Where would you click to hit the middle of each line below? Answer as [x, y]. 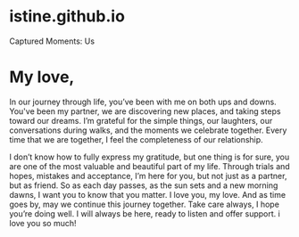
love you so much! [43, 223]
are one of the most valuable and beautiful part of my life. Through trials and [149, 166]
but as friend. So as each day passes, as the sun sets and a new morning [144, 185]
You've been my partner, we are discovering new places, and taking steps [145, 111]
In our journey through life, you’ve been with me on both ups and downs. [143, 102]
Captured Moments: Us [52, 41]
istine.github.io [67, 16]
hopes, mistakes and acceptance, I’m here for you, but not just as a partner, [148, 176]
